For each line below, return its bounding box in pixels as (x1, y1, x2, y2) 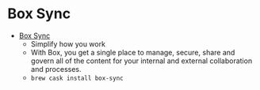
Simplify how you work (30, 39, 106, 48)
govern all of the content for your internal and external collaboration (30, 56, 253, 66)
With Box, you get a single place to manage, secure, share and (30, 47, 235, 57)
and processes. (30, 64, 82, 73)
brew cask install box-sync (30, 74, 124, 82)
